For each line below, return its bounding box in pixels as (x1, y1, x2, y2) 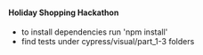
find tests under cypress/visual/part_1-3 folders (20, 36, 195, 47)
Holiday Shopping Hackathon (8, 7, 119, 18)
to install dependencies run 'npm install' (20, 27, 168, 37)
